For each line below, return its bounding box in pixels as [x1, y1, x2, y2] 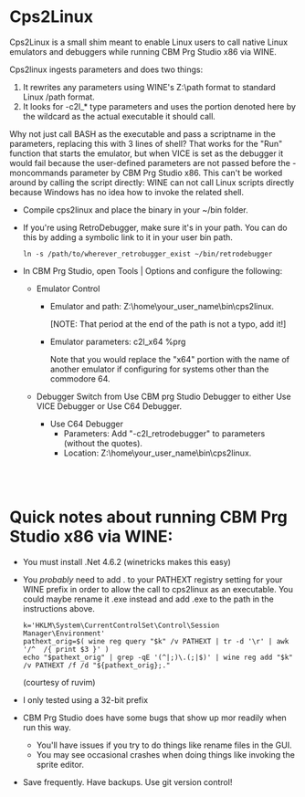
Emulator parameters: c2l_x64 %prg [49, 336, 186, 347]
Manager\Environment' [22, 628, 105, 638]
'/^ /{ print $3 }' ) [22, 645, 110, 654]
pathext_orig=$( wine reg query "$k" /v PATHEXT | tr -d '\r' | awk [22, 636, 289, 645]
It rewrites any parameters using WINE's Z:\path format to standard [22, 81, 276, 92]
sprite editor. [36, 759, 85, 770]
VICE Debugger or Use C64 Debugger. [36, 400, 183, 412]
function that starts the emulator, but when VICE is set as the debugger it [9, 148, 284, 159]
